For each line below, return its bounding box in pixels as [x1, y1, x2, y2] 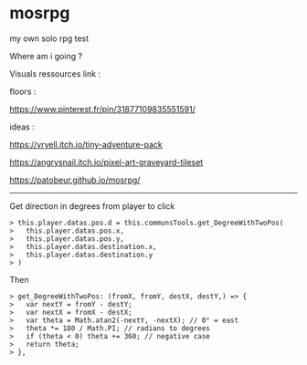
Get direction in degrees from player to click [9, 200, 175, 212]
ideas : [9, 121, 35, 132]
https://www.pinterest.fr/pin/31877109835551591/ [9, 103, 196, 114]
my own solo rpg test [9, 33, 90, 44]
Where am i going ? [9, 50, 83, 61]
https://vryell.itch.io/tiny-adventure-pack [9, 139, 163, 150]
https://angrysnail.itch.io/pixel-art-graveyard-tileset [9, 156, 204, 167]
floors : [9, 86, 37, 97]
